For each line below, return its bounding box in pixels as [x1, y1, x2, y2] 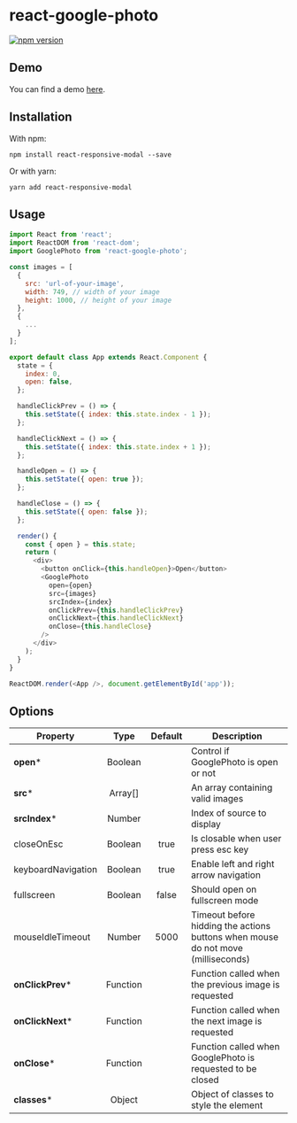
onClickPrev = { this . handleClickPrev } [48, 606, 184, 615]
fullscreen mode [191, 895, 259, 907]
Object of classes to [191, 1088, 274, 1101]
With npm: [9, 133, 47, 143]
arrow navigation [191, 869, 261, 881]
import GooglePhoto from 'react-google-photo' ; [9, 247, 188, 256]
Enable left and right [191, 858, 275, 871]
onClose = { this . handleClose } [48, 622, 152, 631]
